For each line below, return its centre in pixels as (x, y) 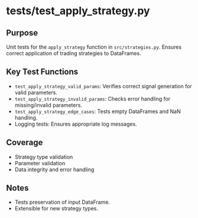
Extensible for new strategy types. (56, 209)
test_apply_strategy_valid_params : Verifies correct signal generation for (103, 86)
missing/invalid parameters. (48, 105)
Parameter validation (40, 163)
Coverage (25, 142)
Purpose (22, 33)
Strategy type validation (44, 157)
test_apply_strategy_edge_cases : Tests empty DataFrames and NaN (98, 111)
